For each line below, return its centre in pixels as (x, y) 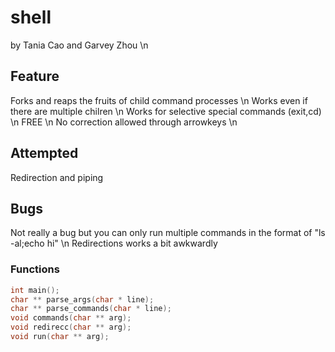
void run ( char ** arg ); (60, 337)
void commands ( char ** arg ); (71, 318)
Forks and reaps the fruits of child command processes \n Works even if (159, 100)
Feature (35, 76)
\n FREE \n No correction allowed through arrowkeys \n (124, 122)
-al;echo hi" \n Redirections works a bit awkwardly (114, 243)
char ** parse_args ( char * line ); (82, 299)
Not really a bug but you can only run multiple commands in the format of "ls (168, 233)
